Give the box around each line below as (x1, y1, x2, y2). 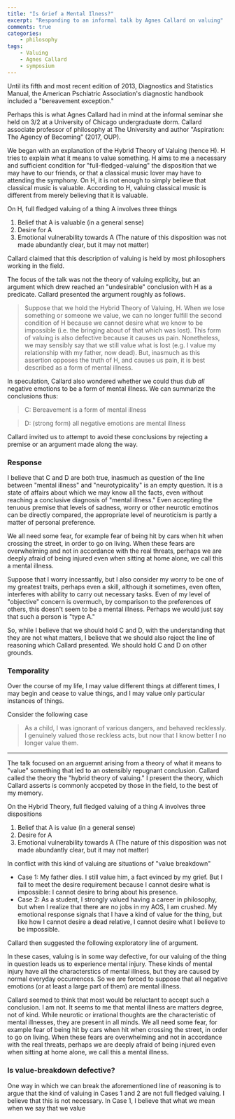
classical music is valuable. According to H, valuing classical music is (7, 183, 207, 192)
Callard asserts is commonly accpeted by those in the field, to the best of (7, 782, 218, 790)
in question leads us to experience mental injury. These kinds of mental (7, 960, 213, 968)
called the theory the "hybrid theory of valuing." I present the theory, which (7, 774, 224, 782)
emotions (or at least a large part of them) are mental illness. (7, 982, 182, 991)
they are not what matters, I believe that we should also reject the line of (7, 633, 215, 642)
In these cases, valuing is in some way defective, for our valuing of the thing (7, 952, 227, 961)
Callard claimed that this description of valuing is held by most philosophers (7, 254, 226, 262)
